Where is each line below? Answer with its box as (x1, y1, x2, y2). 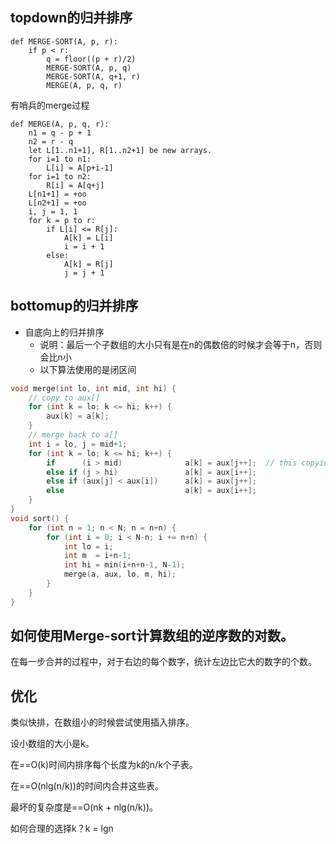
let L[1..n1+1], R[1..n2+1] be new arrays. (28, 145, 213, 155)
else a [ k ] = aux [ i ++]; (46, 486, 257, 496)
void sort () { (10, 513, 70, 523)
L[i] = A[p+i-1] (46, 163, 114, 173)
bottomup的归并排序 (10, 298, 139, 315)
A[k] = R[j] (63, 259, 114, 269)
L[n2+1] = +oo (28, 198, 87, 208)
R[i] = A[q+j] (46, 180, 105, 190)
